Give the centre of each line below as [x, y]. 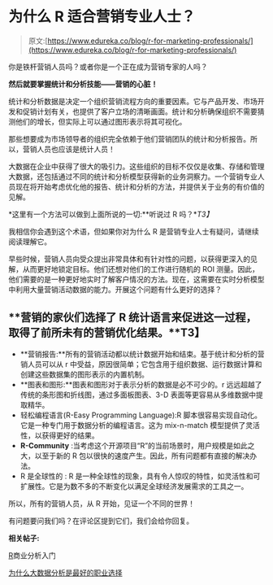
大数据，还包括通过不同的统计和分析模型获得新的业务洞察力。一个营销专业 [133, 177]
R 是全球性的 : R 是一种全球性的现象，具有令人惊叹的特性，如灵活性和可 [140, 476]
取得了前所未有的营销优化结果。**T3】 [107, 333]
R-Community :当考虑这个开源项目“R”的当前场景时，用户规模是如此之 [137, 445]
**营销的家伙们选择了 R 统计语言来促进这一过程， [133, 318]
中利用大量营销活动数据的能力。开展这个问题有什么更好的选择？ [115, 289]
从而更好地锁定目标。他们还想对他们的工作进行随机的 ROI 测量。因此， [141, 268]
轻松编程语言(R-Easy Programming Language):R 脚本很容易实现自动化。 [141, 415]
